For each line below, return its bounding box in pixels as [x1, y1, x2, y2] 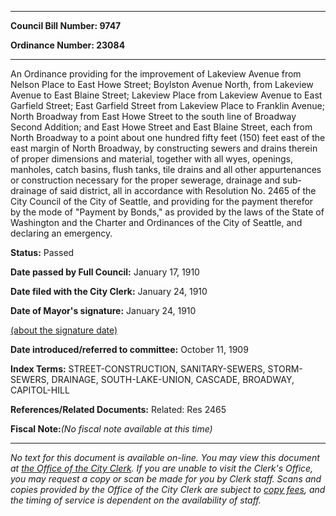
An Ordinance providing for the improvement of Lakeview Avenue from [10, 68, 302, 80]
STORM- [267, 363, 303, 375]
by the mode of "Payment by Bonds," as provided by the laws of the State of [10, 206, 325, 218]
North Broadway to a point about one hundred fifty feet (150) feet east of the [10, 132, 326, 143]
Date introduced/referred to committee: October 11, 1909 [10, 344, 249, 355]
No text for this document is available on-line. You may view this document [10, 452, 320, 463]
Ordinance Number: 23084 [10, 39, 126, 51]
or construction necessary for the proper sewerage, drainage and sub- [10, 174, 302, 186]
